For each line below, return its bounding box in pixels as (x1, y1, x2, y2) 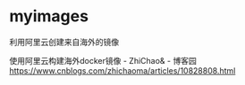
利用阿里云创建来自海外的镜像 (9, 36, 119, 47)
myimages (9, 6, 89, 27)
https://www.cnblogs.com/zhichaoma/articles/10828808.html (9, 65, 236, 76)
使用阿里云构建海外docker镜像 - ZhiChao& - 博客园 (9, 55, 197, 66)
